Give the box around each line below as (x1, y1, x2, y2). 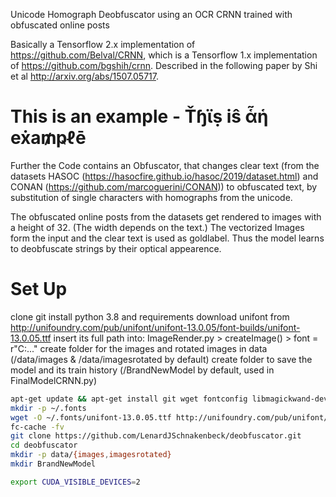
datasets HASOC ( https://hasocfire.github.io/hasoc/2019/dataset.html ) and (10, 170, 319, 182)
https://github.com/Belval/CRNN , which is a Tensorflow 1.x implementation (10, 49, 318, 61)
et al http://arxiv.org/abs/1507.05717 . (10, 70, 159, 82)
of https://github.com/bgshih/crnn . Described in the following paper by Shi (10, 60, 318, 71)
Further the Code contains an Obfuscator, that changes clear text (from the (10, 159, 320, 171)
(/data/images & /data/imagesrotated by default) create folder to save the (10, 353, 313, 365)
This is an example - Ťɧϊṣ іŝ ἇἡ (10, 105, 269, 128)
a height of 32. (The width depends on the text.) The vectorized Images (10, 221, 305, 233)
